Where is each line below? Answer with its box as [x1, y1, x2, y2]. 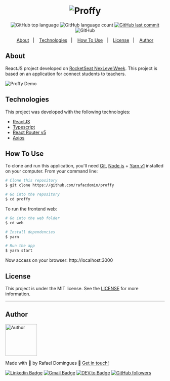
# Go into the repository [5, 192, 60, 197]
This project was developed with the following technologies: [5, 109, 131, 115]
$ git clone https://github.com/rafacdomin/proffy [5, 183, 114, 188]
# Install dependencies [5, 229, 56, 234]
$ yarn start [5, 248, 33, 253]
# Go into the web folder [5, 216, 60, 221]
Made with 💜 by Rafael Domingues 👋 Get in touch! [5, 360, 109, 366]
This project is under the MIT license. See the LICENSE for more [5, 285, 139, 291]
